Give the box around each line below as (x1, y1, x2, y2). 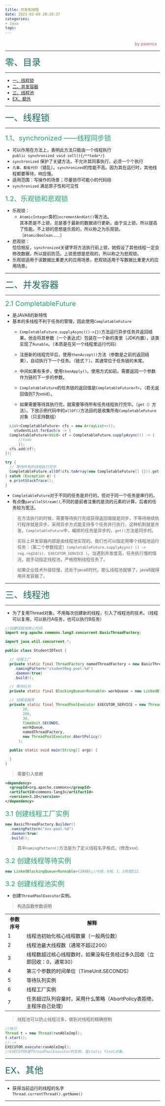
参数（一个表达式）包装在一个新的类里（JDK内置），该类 (45, 335, 160, 341)
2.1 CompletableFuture (5, 299, 76, 308)
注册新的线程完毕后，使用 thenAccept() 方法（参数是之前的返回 (19, 351, 145, 357)
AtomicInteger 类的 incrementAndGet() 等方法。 (19, 214, 112, 220)
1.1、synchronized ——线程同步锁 (5, 134, 111, 143)
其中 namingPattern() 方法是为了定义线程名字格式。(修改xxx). (17, 845, 139, 851)
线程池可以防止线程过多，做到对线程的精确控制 (17, 1016, 112, 1022)
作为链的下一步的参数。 (19, 375, 67, 380)
